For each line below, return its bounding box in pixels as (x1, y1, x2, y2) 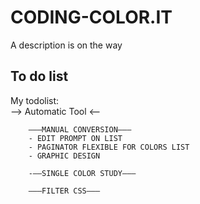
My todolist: (10, 94, 60, 106)
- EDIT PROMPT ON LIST (28, 133, 123, 143)
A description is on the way (10, 39, 123, 51)
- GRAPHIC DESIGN (28, 151, 101, 161)
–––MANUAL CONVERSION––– (28, 124, 132, 135)
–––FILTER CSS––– (28, 186, 101, 196)
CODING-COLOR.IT (10, 6, 173, 29)
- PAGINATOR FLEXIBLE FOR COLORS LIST (28, 142, 190, 152)
